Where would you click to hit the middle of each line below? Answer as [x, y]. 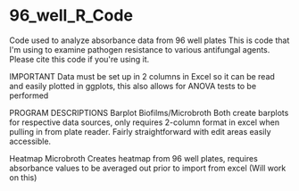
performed [29, 95]
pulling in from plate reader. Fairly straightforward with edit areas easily [140, 131]
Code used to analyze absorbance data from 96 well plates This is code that [149, 40]
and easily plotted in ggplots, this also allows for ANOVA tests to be [133, 86]
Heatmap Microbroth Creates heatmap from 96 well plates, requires [134, 158]
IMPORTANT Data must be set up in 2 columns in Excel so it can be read [142, 76]
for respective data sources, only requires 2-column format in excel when [145, 122]
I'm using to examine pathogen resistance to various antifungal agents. [140, 49]
